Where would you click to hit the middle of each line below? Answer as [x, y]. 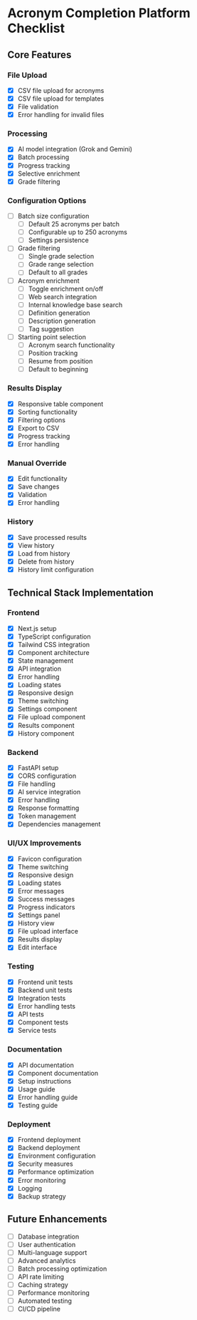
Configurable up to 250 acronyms [78, 232]
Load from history [44, 553]
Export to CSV [38, 428]
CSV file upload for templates [61, 99]
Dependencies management [59, 824]
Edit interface [37, 947]
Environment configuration [57, 1156]
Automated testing [45, 1301]
